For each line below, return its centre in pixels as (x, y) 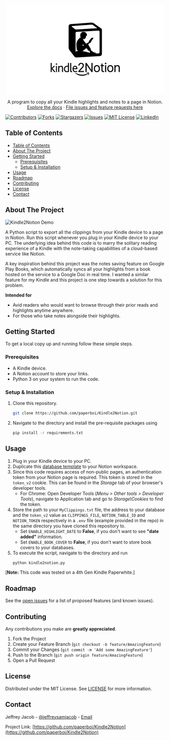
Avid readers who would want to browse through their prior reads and (85, 305)
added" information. (41, 537)
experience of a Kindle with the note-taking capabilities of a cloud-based (81, 248)
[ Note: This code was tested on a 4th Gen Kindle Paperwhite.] (70, 572)
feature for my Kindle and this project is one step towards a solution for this (84, 280)
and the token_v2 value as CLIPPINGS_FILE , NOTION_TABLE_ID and (79, 515)
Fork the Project (29, 639)
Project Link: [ (20, 727)
